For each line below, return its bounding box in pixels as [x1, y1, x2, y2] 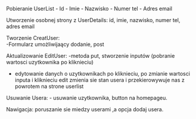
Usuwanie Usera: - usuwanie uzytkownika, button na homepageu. [6, 95, 167, 101]
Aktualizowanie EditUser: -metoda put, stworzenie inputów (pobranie [6, 52, 175, 59]
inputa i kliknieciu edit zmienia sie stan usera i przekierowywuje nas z [14, 77, 185, 83]
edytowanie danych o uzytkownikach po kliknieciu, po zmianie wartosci [14, 70, 190, 77]
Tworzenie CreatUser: [6, 35, 60, 41]
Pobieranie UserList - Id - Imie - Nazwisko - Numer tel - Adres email [6, 5, 172, 12]
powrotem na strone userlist [14, 83, 84, 90]
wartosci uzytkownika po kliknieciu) [6, 59, 94, 65]
